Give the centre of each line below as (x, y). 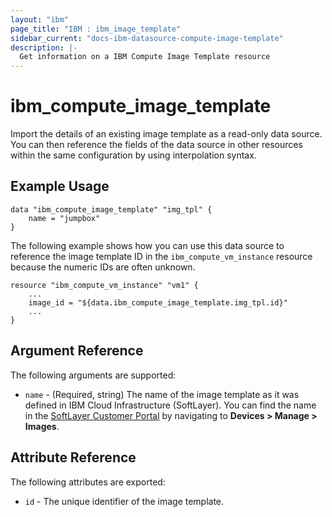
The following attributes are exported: (88, 482)
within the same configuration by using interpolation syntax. (133, 155)
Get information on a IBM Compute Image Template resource (145, 57)
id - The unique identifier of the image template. (124, 501)
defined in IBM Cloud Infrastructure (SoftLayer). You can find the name (170, 405)
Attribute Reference (73, 457)
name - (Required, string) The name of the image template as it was (162, 394)
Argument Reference (77, 351)
